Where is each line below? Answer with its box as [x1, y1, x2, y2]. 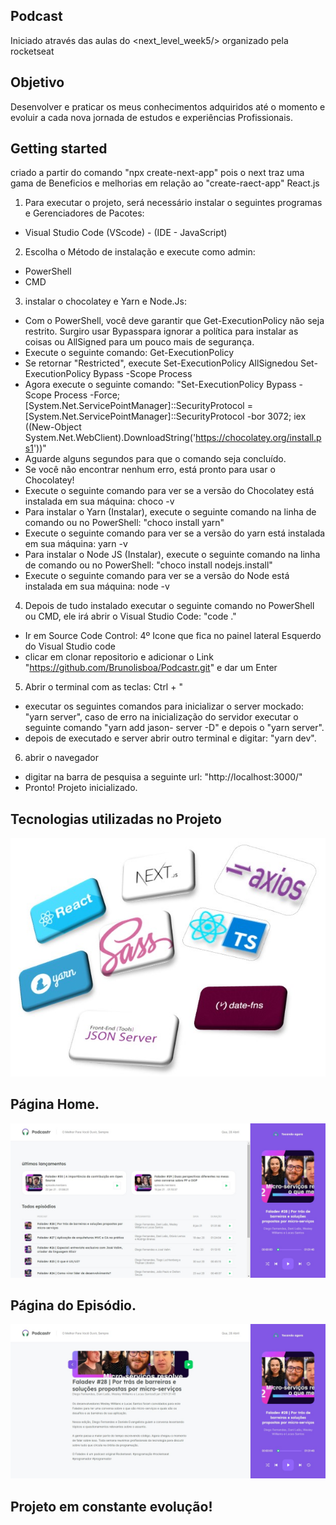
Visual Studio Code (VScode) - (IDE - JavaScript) [24, 227, 228, 239]
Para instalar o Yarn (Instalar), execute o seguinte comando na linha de [24, 506, 317, 518]
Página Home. [10, 1096, 100, 1113]
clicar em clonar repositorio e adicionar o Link [24, 651, 214, 663]
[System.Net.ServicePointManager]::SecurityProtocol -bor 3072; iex [24, 410, 307, 423]
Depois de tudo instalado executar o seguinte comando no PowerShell [24, 600, 315, 612]
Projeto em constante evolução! [10, 1498, 213, 1515]
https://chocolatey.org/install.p [195, 432, 322, 444]
